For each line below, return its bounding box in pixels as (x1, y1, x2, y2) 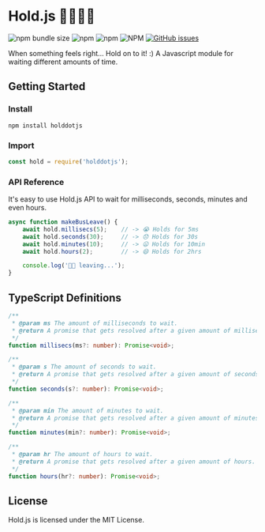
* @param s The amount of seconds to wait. (11, 363, 157, 371)
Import (8, 140, 35, 151)
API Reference (8, 176, 65, 187)
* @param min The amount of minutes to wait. (11, 406, 164, 414)
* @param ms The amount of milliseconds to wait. (11, 319, 178, 327)
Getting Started (8, 80, 86, 93)
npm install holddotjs (8, 122, 83, 130)
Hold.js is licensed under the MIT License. (8, 515, 144, 525)
